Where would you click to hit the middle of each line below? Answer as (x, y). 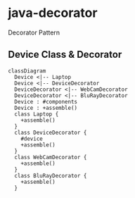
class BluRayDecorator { (51, 175)
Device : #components (46, 101)
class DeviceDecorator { (51, 132)
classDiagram (27, 71)
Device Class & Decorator (65, 55)
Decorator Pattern (34, 32)
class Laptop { (37, 114)
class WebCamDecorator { (51, 157)
